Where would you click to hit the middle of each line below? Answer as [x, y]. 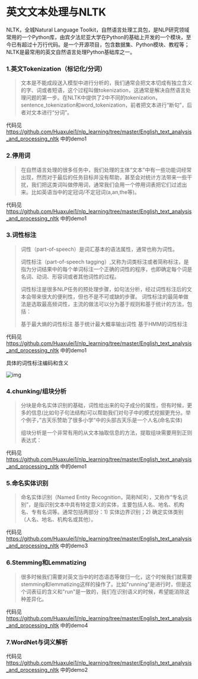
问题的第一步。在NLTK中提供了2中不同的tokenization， [93, 98]
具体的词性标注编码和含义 [37, 363]
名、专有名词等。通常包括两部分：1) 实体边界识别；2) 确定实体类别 [102, 512]
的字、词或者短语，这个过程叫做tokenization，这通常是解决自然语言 [103, 90]
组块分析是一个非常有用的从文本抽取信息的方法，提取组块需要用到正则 [106, 433]
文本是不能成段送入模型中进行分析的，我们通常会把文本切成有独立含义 [106, 83]
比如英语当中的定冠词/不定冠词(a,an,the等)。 [86, 192]
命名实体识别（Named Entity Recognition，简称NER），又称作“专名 [101, 497]
